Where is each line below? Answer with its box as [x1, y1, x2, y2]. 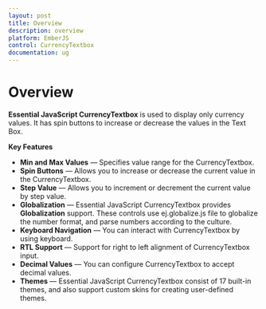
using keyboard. [19, 233, 73, 244]
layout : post [8, 11, 52, 20]
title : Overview [8, 19, 62, 27]
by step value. [19, 191, 66, 200]
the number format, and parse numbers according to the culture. [19, 216, 233, 226]
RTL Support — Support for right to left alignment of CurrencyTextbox [19, 242, 250, 252]
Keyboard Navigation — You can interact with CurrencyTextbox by [19, 225, 241, 235]
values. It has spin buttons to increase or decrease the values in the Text [8, 117, 246, 128]
